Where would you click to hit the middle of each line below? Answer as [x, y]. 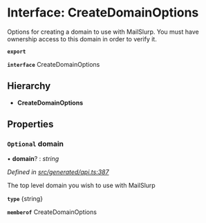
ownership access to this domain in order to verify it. [82, 39]
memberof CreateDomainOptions [52, 212]
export [17, 52]
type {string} [25, 199]
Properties [30, 124]
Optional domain [36, 144]
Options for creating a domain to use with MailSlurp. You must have [103, 32]
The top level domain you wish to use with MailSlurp [81, 185]
